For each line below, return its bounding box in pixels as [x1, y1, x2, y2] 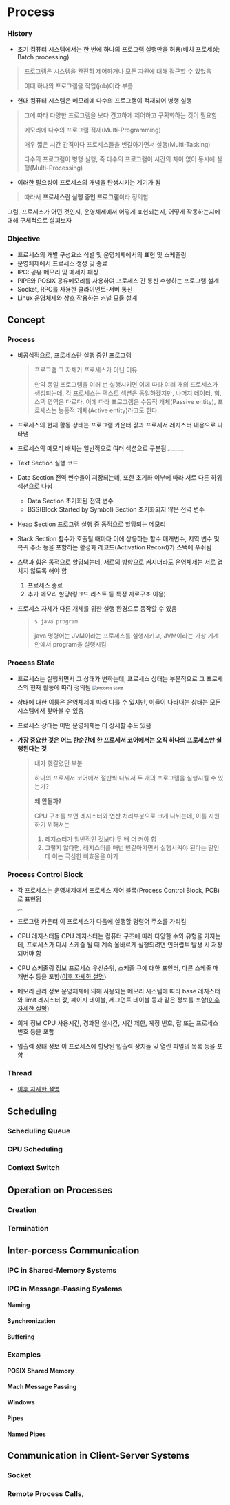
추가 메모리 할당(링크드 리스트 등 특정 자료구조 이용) [27, 590, 167, 598]
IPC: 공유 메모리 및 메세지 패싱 [17, 267, 99, 276]
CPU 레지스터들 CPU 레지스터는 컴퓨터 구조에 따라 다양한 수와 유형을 [17, 931, 203, 940]
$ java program [34, 618, 78, 625]
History [7, 29, 33, 39]
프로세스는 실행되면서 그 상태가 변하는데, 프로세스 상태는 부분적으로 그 [17, 674, 205, 683]
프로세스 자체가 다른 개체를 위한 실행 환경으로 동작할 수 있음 [17, 605, 178, 613]
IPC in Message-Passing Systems [7, 1284, 123, 1293]
